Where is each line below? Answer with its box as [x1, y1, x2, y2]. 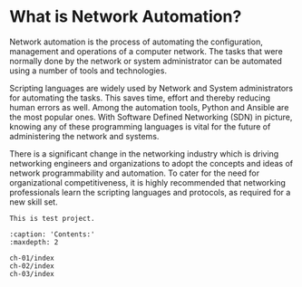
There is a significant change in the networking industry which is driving [9, 148, 279, 159]
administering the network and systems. [9, 130, 160, 141]
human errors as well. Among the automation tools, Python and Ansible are [9, 101, 289, 112]
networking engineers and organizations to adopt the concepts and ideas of [9, 158, 294, 168]
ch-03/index [9, 269, 54, 278]
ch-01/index [9, 254, 54, 263]
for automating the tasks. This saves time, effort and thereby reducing [9, 92, 270, 103]
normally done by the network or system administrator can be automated [9, 55, 283, 66]
